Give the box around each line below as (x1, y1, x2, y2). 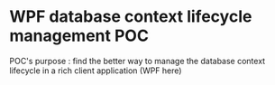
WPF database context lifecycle (9, 6, 252, 27)
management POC (9, 25, 149, 46)
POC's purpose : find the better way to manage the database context (9, 55, 266, 66)
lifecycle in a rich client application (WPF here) (9, 65, 182, 76)
